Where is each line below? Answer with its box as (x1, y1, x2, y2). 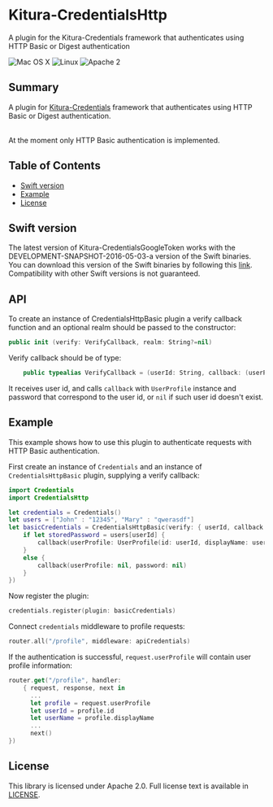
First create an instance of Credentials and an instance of (8, 461, 203, 471)
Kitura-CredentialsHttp (8, 6, 168, 24)
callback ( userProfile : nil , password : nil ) (37, 561, 187, 569)
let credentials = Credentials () (8, 508, 122, 517)
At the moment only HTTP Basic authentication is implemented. (8, 135, 221, 145)
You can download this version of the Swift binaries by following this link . (8, 260, 253, 270)
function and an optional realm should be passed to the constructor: (8, 323, 236, 333)
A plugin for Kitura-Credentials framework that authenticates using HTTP (8, 102, 253, 111)
